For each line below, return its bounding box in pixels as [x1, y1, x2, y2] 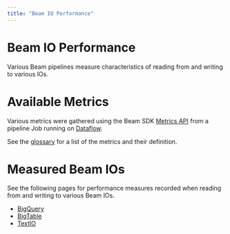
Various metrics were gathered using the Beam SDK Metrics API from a [7, 116, 209, 125]
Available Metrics [7, 94, 109, 109]
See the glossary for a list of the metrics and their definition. [7, 137, 178, 145]
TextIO [17, 220, 36, 228]
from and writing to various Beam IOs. [7, 191, 115, 200]
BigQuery [17, 204, 45, 213]
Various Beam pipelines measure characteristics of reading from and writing [7, 63, 223, 71]
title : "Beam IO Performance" [7, 10, 94, 17]
